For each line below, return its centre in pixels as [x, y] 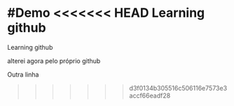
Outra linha [23, 74]
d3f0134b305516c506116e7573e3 [178, 88]
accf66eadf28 [150, 95]
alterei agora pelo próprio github [54, 60]
